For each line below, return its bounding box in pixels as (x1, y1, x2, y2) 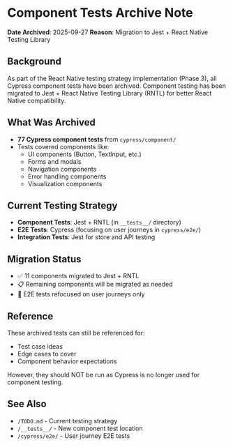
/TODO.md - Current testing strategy (17, 416, 118, 425)
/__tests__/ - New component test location (17, 424, 143, 432)
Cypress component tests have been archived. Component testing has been (7, 82, 227, 90)
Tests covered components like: (17, 142, 110, 151)
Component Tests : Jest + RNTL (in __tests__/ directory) (17, 218, 181, 227)
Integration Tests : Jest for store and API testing (17, 233, 156, 241)
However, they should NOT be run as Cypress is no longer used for (7, 371, 200, 379)
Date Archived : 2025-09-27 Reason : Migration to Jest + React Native (7, 28, 208, 36)
